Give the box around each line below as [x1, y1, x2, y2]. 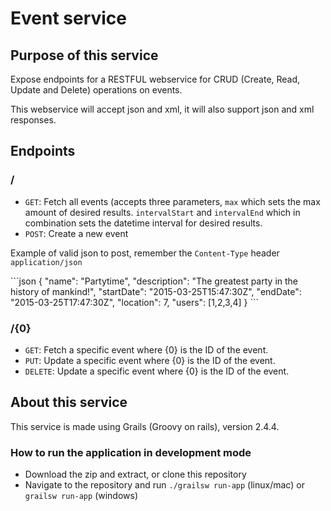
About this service [10, 394, 128, 411]
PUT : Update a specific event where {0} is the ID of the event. [24, 354, 276, 366]
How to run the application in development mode [10, 445, 252, 459]
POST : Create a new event [24, 227, 129, 239]
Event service [10, 7, 128, 30]
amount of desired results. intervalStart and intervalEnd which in [24, 206, 301, 218]
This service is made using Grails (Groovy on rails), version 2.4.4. [10, 420, 280, 432]
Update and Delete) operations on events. [10, 84, 183, 96]
